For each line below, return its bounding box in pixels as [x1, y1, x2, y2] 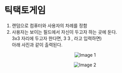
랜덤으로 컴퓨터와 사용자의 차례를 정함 [11, 22, 88, 29]
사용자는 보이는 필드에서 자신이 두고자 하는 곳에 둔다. [11, 29, 117, 35]
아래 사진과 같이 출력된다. [11, 41, 63, 47]
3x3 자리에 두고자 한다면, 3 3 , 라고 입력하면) [11, 35, 102, 41]
